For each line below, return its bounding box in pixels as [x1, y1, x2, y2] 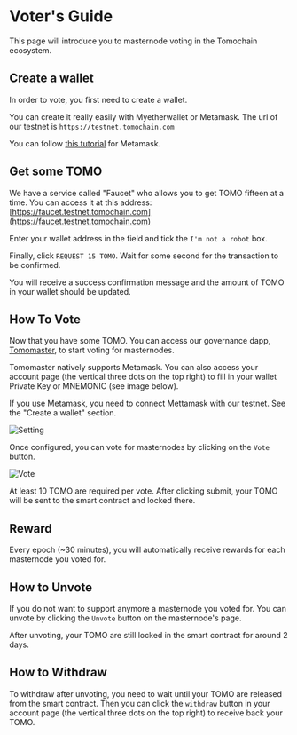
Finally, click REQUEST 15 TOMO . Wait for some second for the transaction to [9, 250, 279, 261]
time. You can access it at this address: [9, 197, 152, 208]
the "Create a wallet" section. [9, 407, 117, 418]
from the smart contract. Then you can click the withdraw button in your [9, 698, 270, 708]
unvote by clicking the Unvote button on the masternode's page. [9, 612, 242, 623]
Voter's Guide [9, 6, 113, 27]
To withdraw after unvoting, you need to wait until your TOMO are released [9, 688, 282, 699]
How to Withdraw [9, 665, 108, 680]
